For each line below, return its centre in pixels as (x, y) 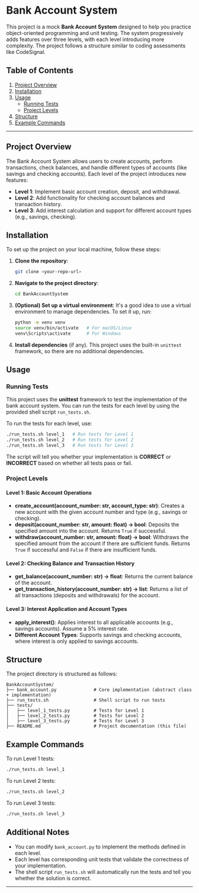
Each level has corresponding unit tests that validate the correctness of (102, 859)
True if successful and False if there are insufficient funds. (86, 550)
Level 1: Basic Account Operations (49, 492)
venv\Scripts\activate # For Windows (68, 333)
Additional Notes (38, 832)
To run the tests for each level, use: (49, 424)
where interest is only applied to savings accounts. (77, 641)
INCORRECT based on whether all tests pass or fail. (69, 463)
